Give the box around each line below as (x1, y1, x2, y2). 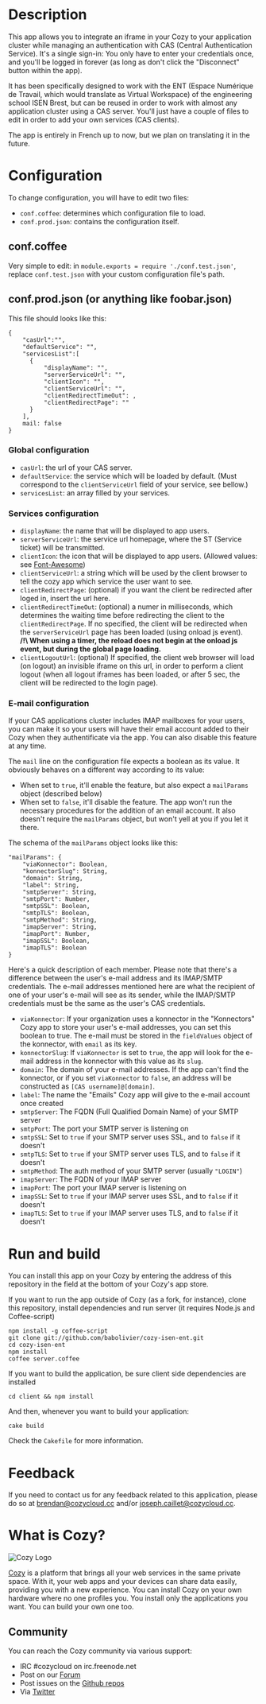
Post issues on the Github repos (19, 1679, 125, 1688)
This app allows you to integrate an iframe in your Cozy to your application (8, 32, 252, 41)
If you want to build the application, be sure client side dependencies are (8, 1369, 246, 1379)
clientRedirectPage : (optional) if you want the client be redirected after (19, 585, 253, 595)
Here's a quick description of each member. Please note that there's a (8, 965, 237, 975)
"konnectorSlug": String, (22, 868, 109, 875)
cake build (8, 1422, 44, 1430)
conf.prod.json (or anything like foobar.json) (8, 293, 233, 306)
